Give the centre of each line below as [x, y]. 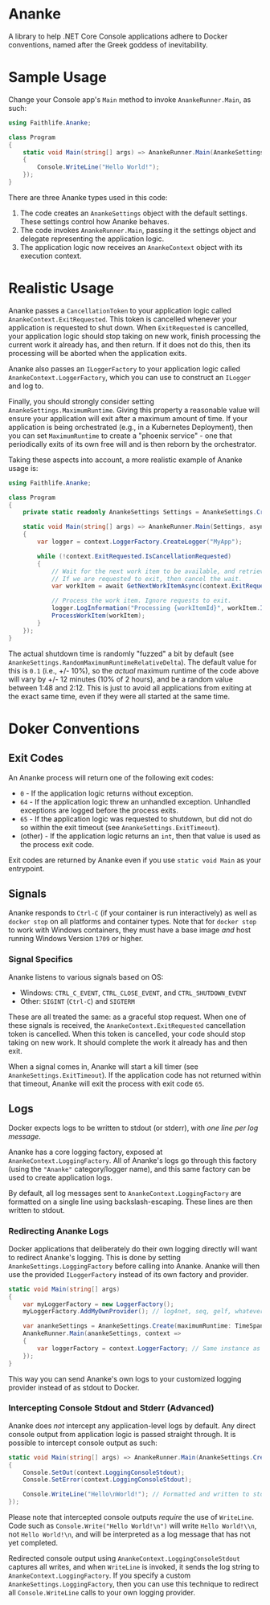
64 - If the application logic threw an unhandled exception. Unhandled [135, 801]
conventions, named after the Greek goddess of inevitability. [108, 44]
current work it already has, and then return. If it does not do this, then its [129, 344]
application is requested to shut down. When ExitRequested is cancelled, [129, 327]
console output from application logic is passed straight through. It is [122, 1434]
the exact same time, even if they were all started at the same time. [119, 696]
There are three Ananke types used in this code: [88, 197]
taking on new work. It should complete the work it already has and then [128, 1042]
